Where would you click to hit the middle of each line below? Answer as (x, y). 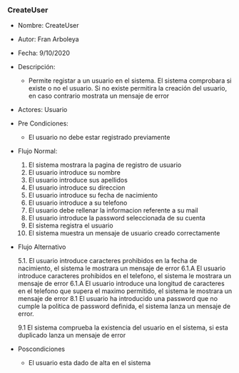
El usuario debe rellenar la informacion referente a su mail (113, 210)
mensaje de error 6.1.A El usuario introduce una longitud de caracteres (121, 284)
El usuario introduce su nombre (75, 173)
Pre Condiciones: (43, 123)
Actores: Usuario (42, 110)
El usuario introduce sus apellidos (78, 180)
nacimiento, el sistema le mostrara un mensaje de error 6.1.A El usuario (122, 268)
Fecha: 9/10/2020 (44, 53)
